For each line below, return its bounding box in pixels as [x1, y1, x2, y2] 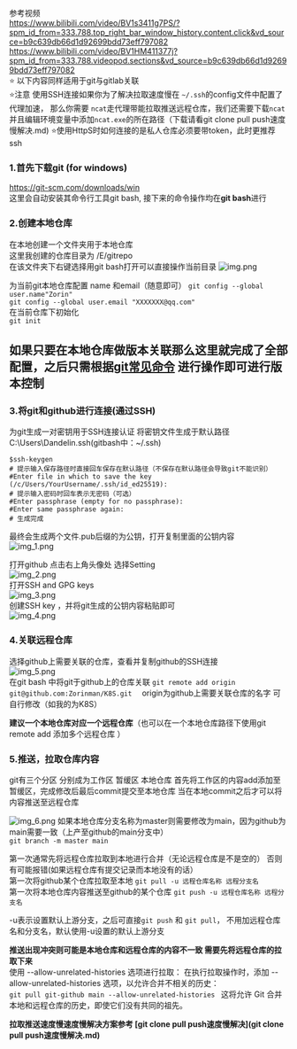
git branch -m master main [9, 836, 109, 845]
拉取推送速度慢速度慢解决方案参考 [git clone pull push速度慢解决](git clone [9, 1018, 285, 1030]
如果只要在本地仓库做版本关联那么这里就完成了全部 [9, 342, 288, 357]
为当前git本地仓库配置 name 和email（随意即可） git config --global [9, 280, 264, 291]
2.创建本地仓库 [9, 217, 72, 229]
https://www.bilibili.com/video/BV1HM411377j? [9, 46, 179, 56]
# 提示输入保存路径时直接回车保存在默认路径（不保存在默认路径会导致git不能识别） [9, 464, 272, 474]
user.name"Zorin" [9, 290, 73, 299]
